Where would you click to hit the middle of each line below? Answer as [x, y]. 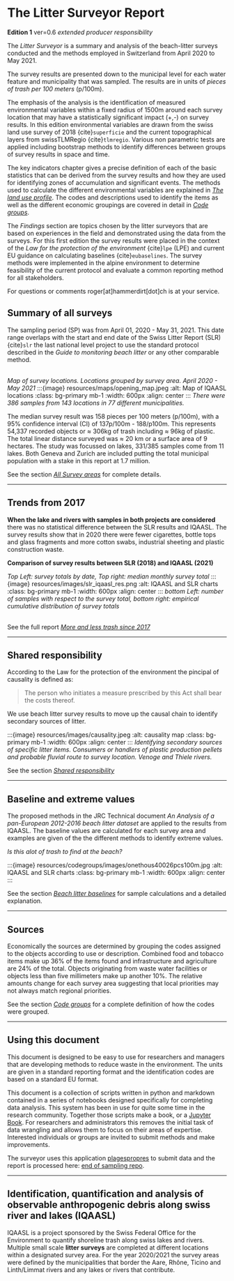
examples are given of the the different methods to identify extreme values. [115, 838]
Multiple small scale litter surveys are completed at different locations [108, 1248]
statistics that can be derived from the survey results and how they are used [117, 175]
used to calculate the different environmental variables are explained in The [116, 190]
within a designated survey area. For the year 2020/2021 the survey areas [113, 1254]
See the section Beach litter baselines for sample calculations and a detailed [117, 894]
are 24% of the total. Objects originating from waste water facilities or [107, 968]
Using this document [53, 1040]
